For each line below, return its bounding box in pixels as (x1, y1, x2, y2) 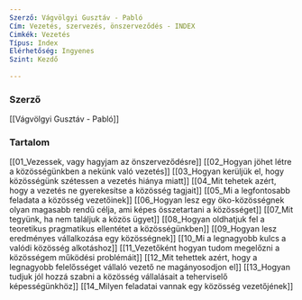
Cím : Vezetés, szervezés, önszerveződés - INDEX (9, 22, 196, 31)
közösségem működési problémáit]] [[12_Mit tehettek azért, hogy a (9, 252, 258, 263)
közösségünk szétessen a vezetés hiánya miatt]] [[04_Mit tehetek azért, (9, 176, 277, 186)
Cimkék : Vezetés (9, 30, 70, 39)
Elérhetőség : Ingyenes (9, 47, 95, 56)
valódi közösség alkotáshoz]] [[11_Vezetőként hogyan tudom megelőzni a (9, 242, 280, 253)
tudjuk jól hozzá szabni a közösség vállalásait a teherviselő (9, 271, 228, 282)
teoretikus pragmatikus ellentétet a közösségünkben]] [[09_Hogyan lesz (9, 223, 278, 234)
